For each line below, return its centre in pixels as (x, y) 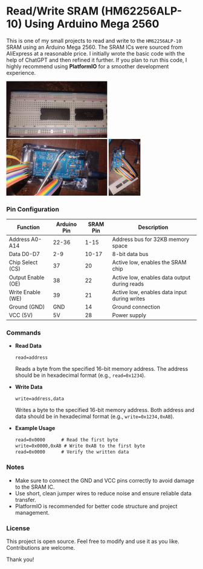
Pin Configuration (33, 209)
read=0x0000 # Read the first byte (66, 440)
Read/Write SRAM (53, 11)
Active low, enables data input (150, 292)
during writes (129, 298)
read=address (31, 358)
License (18, 528)
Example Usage (35, 428)
